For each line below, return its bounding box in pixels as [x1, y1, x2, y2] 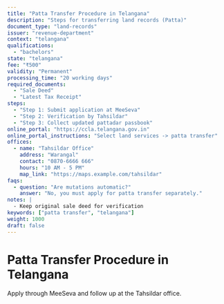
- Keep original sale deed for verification [13, 203, 144, 210]
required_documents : [7, 81, 67, 88]
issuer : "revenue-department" [7, 29, 95, 37]
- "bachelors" [13, 49, 54, 56]
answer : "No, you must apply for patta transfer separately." [19, 190, 203, 197]
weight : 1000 [7, 216, 45, 222]
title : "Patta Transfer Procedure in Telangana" [7, 10, 150, 17]
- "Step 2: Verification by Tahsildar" [13, 113, 129, 120]
